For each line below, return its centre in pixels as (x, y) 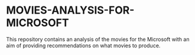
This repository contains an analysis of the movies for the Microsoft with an (98, 39)
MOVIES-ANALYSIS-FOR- (70, 10)
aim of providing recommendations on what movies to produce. (83, 46)
